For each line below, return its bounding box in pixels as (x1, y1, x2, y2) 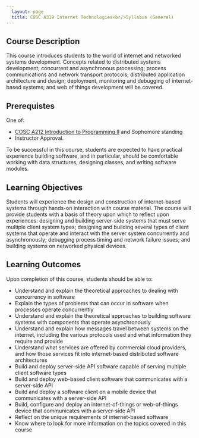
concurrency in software (14, 293, 75, 301)
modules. (6, 165, 29, 173)
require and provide (14, 337, 64, 345)
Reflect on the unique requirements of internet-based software (14, 413, 169, 420)
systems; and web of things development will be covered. (23, 84, 164, 91)
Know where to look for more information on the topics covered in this (14, 420, 187, 427)
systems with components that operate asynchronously (14, 318, 151, 326)
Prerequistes (6, 101, 55, 111)
